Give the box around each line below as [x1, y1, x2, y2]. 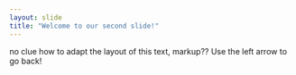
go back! [9, 55, 42, 66]
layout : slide [9, 12, 63, 22]
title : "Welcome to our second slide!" [9, 21, 160, 30]
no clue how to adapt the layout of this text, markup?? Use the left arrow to [9, 46, 287, 56]
